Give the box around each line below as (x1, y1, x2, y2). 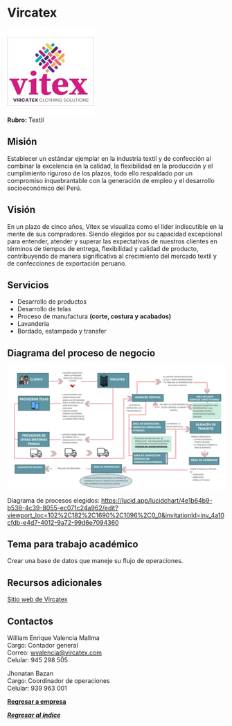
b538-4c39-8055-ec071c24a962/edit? (7, 503, 119, 512)
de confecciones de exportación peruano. (7, 259, 127, 268)
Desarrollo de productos (17, 297, 87, 306)
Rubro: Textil (7, 116, 44, 124)
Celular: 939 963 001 (7, 684, 67, 693)
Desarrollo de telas (17, 305, 71, 313)
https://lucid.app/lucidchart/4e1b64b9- (101, 496, 213, 504)
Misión (7, 136, 37, 148)
